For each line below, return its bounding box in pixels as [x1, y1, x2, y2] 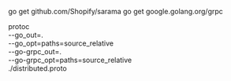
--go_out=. [8, 31, 43, 39]
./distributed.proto [8, 64, 67, 73]
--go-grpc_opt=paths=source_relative [8, 55, 132, 64]
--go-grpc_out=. [8, 47, 61, 56]
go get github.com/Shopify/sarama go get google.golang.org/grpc [8, 7, 223, 16]
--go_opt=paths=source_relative [8, 39, 114, 48]
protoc [8, 22, 30, 31]
